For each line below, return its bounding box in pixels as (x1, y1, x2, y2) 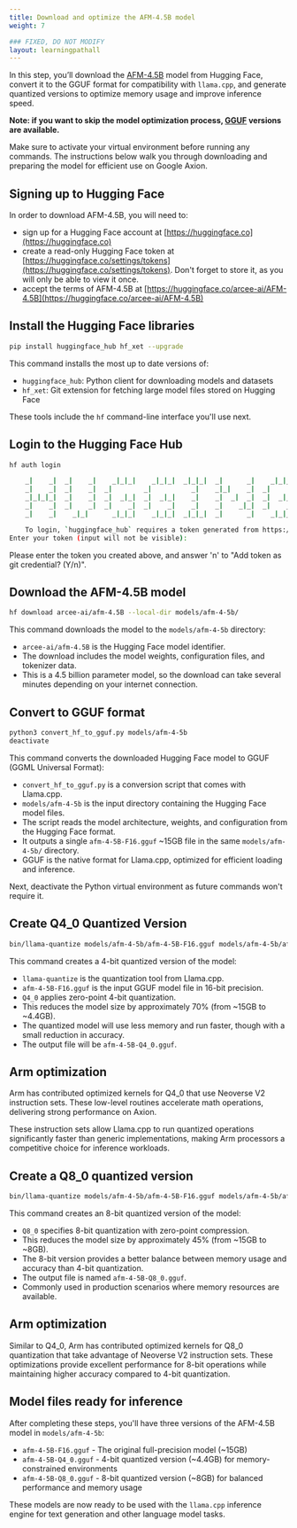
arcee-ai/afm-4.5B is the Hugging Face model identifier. (21, 642, 226, 652)
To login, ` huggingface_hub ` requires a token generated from (25, 525, 259, 534)
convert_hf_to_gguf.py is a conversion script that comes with (21, 779, 246, 790)
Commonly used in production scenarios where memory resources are (21, 1282, 280, 1292)
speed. (9, 98, 34, 109)
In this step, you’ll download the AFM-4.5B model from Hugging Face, (9, 70, 263, 81)
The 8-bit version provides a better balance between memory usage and (21, 1253, 287, 1264)
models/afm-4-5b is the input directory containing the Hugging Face (21, 798, 267, 808)
